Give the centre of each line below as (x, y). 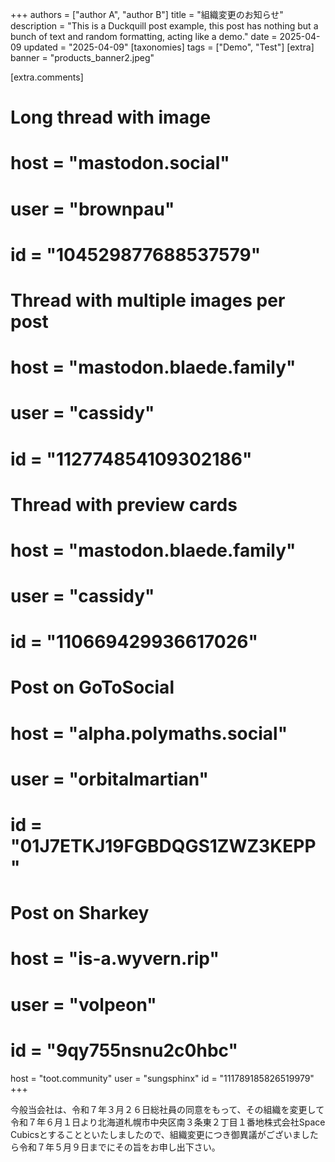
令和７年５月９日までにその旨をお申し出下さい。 (119, 1147)
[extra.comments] (47, 77)
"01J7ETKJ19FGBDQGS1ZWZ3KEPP (163, 846)
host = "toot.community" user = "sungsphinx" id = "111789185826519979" (162, 1078)
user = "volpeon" (83, 1004)
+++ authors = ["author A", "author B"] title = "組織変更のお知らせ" (147, 14)
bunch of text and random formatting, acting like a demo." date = (144, 36)
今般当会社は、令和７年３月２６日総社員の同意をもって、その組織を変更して (167, 1109)
